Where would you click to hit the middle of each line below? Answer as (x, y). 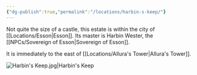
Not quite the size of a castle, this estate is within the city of (81, 29)
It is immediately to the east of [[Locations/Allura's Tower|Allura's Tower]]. (99, 54)
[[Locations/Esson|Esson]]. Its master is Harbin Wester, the (80, 35)
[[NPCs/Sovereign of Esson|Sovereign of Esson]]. (68, 42)
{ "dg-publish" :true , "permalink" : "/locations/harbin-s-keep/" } (86, 12)
